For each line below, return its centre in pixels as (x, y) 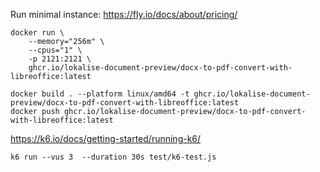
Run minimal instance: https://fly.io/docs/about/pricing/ (124, 14)
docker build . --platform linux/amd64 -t (100, 94)
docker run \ (37, 33)
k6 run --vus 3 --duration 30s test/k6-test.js (113, 157)
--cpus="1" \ (55, 50)
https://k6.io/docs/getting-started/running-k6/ (106, 138)
